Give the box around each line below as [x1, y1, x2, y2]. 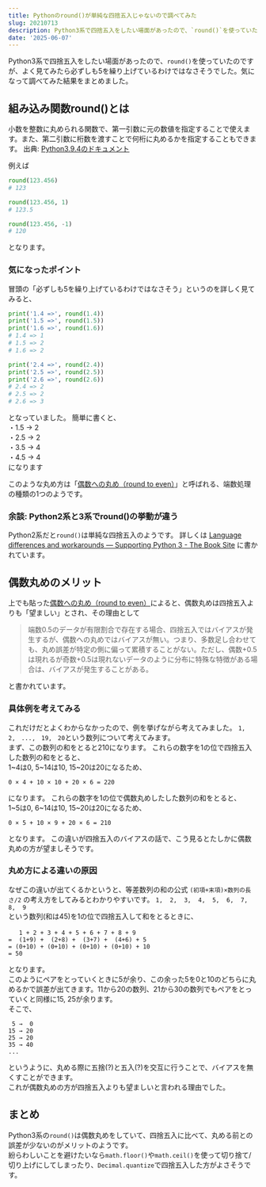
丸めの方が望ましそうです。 [8, 843, 98, 853]
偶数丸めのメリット [8, 575, 102, 589]
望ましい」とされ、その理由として [28, 608, 140, 618]
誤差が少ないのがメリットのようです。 [8, 1140, 133, 1150]
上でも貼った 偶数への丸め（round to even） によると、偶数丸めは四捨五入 [8, 598, 248, 608]
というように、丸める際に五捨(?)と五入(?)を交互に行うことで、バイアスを [8, 1063, 247, 1072]
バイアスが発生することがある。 [48, 665, 153, 674]
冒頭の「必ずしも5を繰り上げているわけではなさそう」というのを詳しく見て [8, 284, 256, 293]
